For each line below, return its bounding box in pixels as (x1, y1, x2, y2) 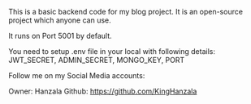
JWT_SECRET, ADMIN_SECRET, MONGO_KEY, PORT (8, 56, 185, 64)
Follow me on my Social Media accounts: (8, 71, 145, 80)
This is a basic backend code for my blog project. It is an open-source (8, 7, 244, 16)
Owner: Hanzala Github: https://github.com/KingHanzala (8, 86, 197, 96)
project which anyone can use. (8, 15, 111, 25)
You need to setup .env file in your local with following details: (8, 47, 215, 56)
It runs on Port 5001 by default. (8, 31, 112, 40)
